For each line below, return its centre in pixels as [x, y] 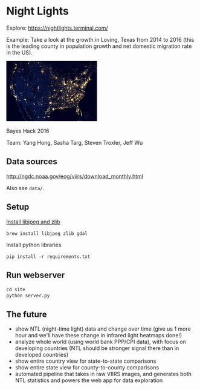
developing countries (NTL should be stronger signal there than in [97, 348]
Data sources [32, 162]
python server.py [28, 296]
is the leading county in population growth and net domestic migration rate [99, 46]
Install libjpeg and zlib [33, 222]
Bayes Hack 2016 [28, 131]
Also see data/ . [25, 188]
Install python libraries [34, 245]
